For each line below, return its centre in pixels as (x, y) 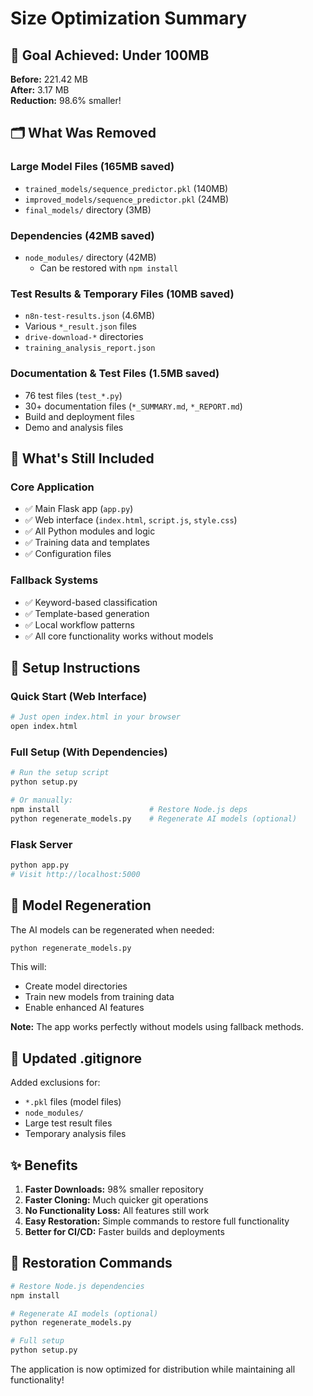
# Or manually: (42, 800)
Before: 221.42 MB (49, 79)
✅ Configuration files (68, 554)
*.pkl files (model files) (73, 1102)
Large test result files (68, 1123)
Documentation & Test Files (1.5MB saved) (115, 374)
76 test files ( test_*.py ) (73, 395)
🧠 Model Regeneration (81, 905)
